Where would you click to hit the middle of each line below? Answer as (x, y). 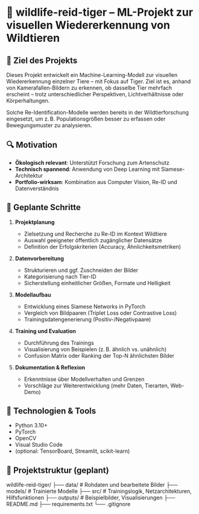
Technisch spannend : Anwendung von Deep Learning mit (87, 169)
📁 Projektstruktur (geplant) (58, 470)
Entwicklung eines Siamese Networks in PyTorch (85, 306)
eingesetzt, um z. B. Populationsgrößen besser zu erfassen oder (86, 119)
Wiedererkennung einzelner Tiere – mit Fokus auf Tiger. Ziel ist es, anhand (99, 81)
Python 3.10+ (31, 426)
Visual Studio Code (39, 445)
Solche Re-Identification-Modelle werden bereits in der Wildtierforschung (97, 112)
